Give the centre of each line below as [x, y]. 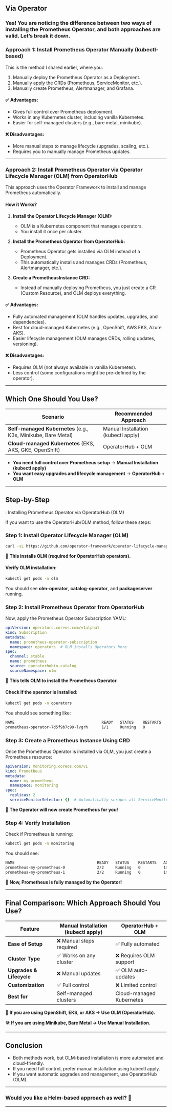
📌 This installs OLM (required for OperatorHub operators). [68, 556]
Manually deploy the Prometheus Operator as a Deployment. [77, 77]
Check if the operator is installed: [41, 692]
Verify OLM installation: [31, 568]
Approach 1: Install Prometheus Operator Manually [70, 50]
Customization [26, 985]
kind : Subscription [26, 632]
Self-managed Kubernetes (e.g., [48, 428]
